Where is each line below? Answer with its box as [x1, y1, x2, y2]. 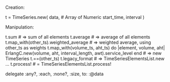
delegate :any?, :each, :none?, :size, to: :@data [5, 71, 104, 77]
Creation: [5, 5, 25, 10]
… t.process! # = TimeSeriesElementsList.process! [5, 61, 112, 67]
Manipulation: [5, 24, 34, 30]
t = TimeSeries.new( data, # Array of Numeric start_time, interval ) [5, 14, 145, 20]
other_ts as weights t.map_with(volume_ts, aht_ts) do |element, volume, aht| [5, 45, 165, 50]
